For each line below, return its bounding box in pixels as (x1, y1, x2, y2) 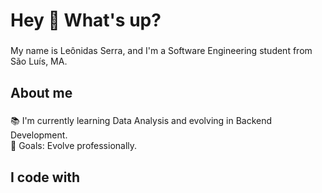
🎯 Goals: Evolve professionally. (10, 140, 138, 152)
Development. (10, 129, 68, 141)
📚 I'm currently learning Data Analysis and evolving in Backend (10, 115, 273, 127)
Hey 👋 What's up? (10, 9, 162, 32)
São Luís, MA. (10, 55, 68, 68)
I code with (10, 169, 81, 186)
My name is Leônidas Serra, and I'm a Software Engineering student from (10, 45, 313, 57)
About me (10, 84, 73, 101)
